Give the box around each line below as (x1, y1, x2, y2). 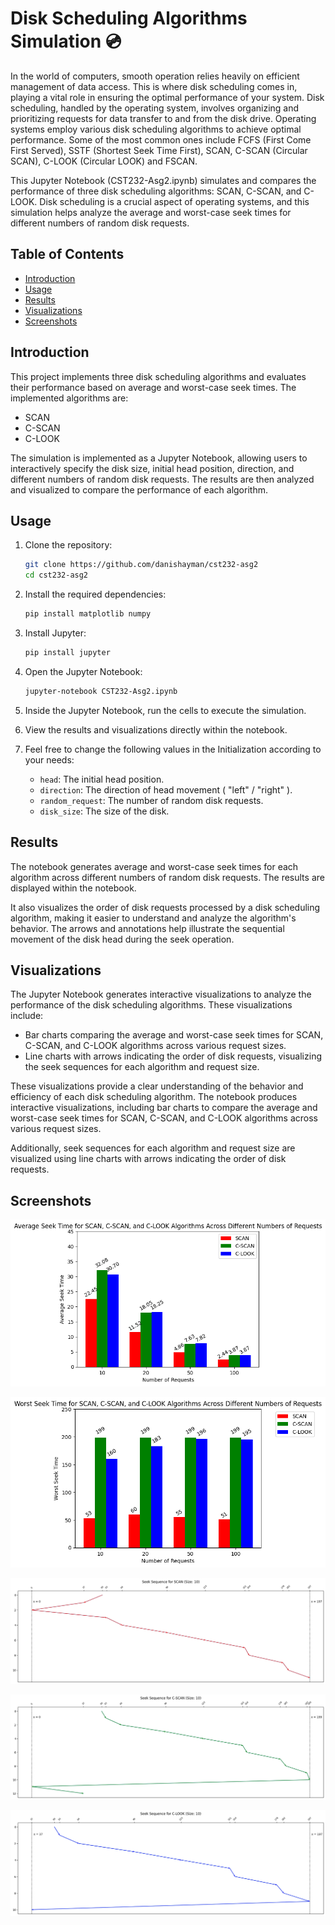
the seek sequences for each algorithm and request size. (24, 1061, 260, 1073)
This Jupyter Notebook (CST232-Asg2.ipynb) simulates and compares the (10, 174, 317, 186)
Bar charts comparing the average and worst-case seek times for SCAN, (24, 1029, 324, 1041)
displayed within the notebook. (10, 882, 137, 894)
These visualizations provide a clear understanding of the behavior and (10, 1080, 304, 1092)
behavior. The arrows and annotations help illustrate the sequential (10, 922, 285, 934)
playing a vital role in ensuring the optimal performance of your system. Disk (10, 91, 325, 103)
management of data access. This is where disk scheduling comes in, (10, 80, 298, 92)
